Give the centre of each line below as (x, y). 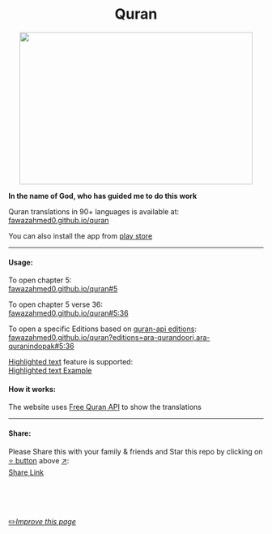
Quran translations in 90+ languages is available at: (94, 211)
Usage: (21, 262)
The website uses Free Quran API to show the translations (105, 407)
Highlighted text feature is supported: (71, 362)
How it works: (32, 389)
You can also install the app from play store (81, 235)
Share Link (26, 472)
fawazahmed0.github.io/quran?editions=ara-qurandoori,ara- (109, 338)
